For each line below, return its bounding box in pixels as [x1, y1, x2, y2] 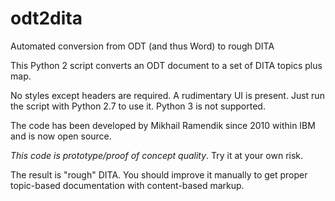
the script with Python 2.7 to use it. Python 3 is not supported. [10, 100, 266, 112]
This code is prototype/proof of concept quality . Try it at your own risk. [10, 149, 304, 161]
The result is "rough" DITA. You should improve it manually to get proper [10, 168, 308, 181]
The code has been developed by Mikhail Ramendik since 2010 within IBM [10, 119, 316, 131]
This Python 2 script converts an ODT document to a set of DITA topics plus [10, 59, 323, 71]
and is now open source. [10, 130, 112, 142]
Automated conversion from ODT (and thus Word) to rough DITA [10, 40, 275, 52]
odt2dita [10, 7, 83, 30]
